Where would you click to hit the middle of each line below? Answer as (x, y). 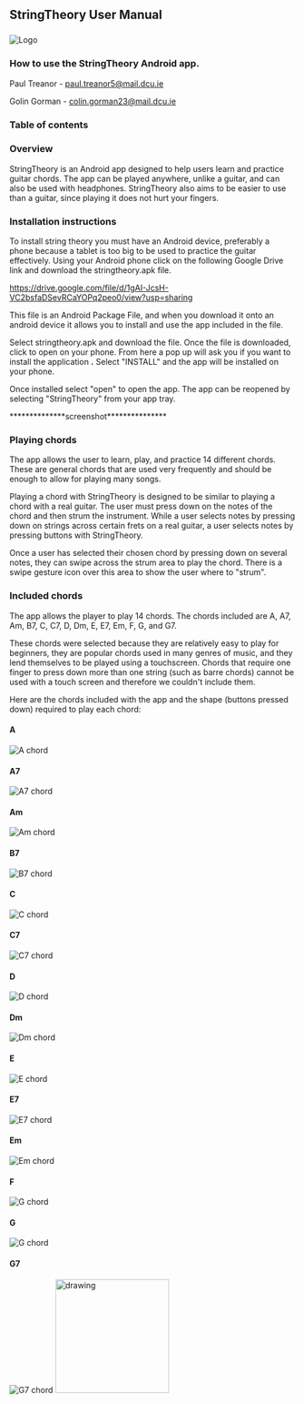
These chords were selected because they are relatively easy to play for (144, 643)
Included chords (46, 596)
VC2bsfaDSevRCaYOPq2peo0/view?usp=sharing (101, 298)
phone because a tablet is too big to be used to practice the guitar (133, 251)
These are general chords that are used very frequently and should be (141, 470)
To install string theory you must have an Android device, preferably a (140, 241)
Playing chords (43, 440)
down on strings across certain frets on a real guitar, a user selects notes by (152, 526)
